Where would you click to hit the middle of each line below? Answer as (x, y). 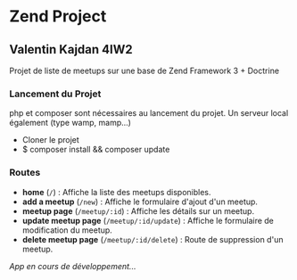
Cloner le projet (51, 140)
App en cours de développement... (73, 266)
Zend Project (58, 16)
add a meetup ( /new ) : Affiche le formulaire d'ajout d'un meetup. (140, 202)
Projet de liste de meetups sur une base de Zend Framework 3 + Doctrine (144, 70)
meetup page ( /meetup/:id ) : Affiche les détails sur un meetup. (138, 210)
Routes (25, 173)
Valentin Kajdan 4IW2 (71, 49)
